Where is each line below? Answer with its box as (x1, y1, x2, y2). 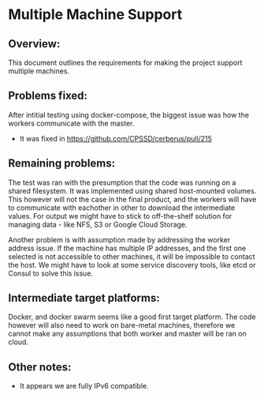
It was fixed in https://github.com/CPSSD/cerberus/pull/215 (19, 133, 213, 143)
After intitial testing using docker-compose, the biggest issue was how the (8, 110, 250, 119)
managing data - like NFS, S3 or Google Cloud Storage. (8, 220, 188, 229)
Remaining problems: (8, 156, 116, 171)
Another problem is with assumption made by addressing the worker (8, 235, 231, 244)
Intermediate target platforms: (8, 291, 160, 305)
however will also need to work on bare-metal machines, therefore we (8, 321, 236, 330)
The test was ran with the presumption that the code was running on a (8, 178, 236, 187)
